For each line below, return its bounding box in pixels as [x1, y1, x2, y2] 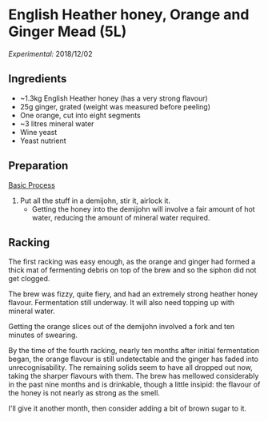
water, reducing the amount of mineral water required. [31, 212, 210, 222]
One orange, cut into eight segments [19, 110, 142, 120]
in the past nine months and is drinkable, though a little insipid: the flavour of [8, 379, 261, 389]
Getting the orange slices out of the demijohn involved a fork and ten [8, 322, 235, 332]
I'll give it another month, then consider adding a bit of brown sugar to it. [8, 403, 246, 413]
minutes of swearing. [8, 330, 78, 340]
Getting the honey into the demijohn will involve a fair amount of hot [31, 204, 255, 213]
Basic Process [8, 180, 56, 189]
